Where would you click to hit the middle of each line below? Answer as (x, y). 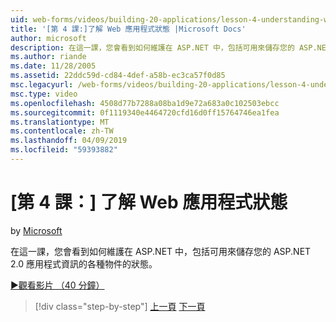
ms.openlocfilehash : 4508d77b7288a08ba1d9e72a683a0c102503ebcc (145, 103)
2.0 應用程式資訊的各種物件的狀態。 (84, 263)
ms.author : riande (48, 57)
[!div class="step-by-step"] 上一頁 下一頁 (120, 306)
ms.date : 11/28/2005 (53, 66)
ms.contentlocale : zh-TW (62, 131)
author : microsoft (48, 38)
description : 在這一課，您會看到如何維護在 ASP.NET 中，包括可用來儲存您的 (152, 47)
